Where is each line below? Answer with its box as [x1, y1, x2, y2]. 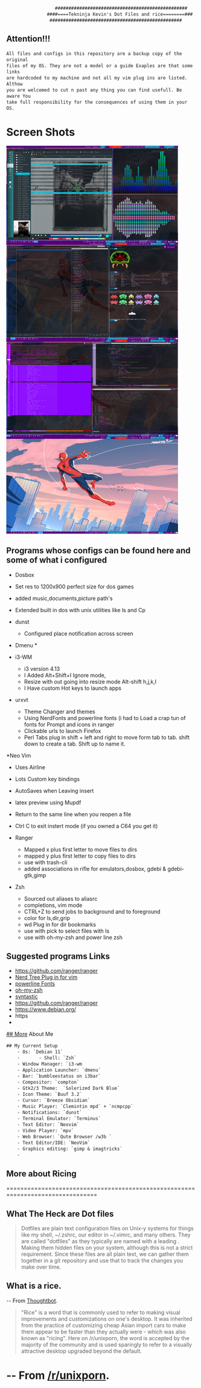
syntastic [14, 993, 38, 1000]
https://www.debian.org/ [14, 1006, 77, 1013]
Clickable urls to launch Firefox [24, 727, 101, 735]
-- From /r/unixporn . [6, 1369, 110, 1382]
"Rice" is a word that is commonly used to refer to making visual [21, 1309, 181, 1316]
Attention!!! [6, 34, 51, 44]
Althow [6, 81, 23, 87]
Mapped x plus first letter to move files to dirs [24, 846, 138, 853]
